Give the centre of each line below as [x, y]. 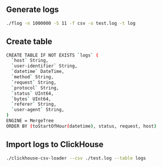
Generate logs [32, 10]
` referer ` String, [34, 104]
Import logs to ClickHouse [55, 144]
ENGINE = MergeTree [30, 121]
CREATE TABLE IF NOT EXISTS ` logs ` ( [52, 55]
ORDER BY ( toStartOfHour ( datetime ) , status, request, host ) [82, 126]
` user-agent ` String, [38, 110]
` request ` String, [34, 82]
